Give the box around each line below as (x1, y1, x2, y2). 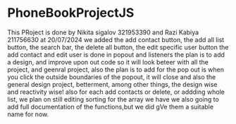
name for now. (7, 110, 49, 118)
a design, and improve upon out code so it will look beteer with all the (7, 57, 209, 66)
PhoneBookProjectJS (7, 5, 135, 21)
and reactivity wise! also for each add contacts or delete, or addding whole (7, 88, 225, 96)
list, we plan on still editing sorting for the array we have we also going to (7, 95, 220, 103)
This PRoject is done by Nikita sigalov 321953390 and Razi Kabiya (7, 28, 199, 36)
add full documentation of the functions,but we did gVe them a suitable (7, 102, 213, 111)
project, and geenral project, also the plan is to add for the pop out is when (7, 65, 224, 74)
